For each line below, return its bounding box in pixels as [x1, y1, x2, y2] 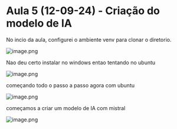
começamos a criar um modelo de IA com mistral [6, 104, 126, 111]
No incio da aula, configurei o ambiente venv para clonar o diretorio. [6, 36, 172, 43]
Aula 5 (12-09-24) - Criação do [6, 4, 160, 18]
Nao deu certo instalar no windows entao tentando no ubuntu [6, 59, 156, 66]
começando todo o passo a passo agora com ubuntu [6, 81, 135, 89]
